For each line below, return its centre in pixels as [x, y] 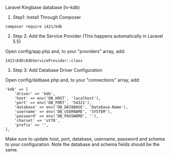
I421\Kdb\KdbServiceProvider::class [44, 61]
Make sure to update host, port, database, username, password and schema [85, 139]
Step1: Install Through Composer [47, 17]
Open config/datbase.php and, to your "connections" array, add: [73, 80]
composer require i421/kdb [34, 27]
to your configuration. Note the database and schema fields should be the [82, 144]
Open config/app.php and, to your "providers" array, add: [65, 51]
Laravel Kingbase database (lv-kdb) [43, 7]
